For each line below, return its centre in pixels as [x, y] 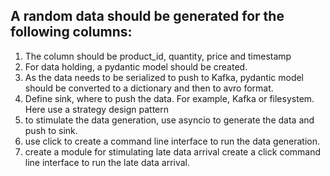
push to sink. [51, 130]
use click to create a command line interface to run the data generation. [172, 141]
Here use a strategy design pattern [96, 109]
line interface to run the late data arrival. [107, 162]
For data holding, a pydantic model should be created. [136, 66]
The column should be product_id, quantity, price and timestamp [158, 56]
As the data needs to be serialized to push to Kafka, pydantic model [164, 77]
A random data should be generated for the [147, 16]
